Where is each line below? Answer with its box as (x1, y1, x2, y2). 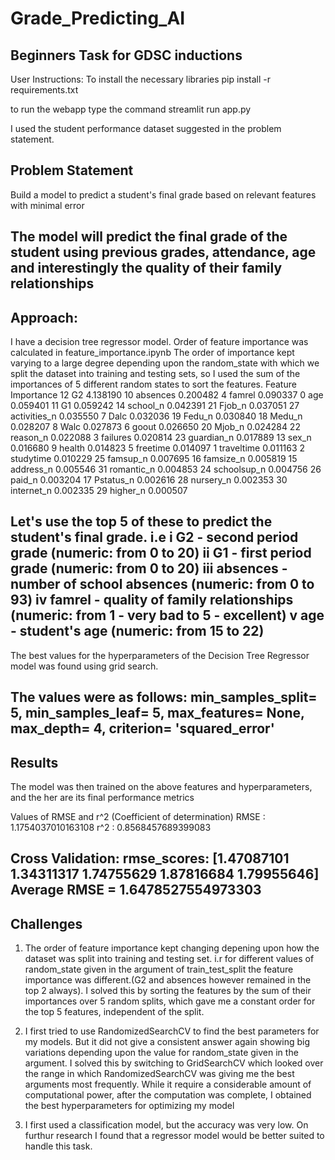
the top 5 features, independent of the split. (24, 1006, 205, 1018)
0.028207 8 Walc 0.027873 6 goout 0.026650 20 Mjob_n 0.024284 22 (10, 421, 301, 433)
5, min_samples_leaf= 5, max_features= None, (10, 705, 305, 722)
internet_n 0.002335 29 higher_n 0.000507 (10, 485, 188, 497)
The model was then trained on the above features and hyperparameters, (10, 781, 313, 793)
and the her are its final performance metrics (10, 792, 195, 804)
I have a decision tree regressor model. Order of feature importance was (10, 336, 309, 348)
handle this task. (24, 1140, 93, 1152)
